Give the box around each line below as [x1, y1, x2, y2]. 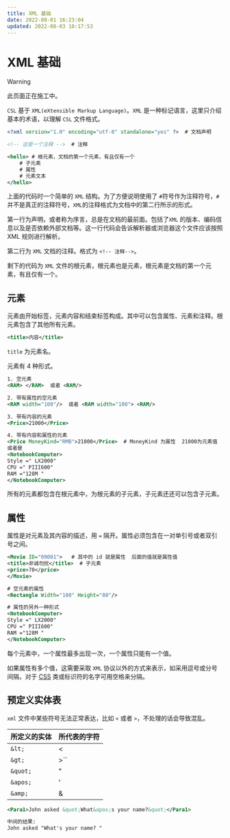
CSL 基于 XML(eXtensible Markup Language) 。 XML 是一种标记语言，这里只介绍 [7, 106, 222, 115]
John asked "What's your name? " [7, 825, 103, 832]
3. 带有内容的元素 [7, 413, 53, 420]
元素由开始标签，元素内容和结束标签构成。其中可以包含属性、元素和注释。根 [7, 312, 223, 320]
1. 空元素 [7, 375, 32, 383]
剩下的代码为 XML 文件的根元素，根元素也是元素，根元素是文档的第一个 [7, 261, 206, 270]
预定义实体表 [7, 695, 62, 706]
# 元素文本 [19, 172, 47, 179]
